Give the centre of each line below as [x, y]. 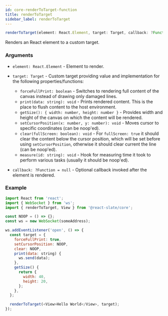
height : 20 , [36, 281]
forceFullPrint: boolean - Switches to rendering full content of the [89, 91]
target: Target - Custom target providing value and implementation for [86, 76]
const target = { [28, 235]
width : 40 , [34, 276]
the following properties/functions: [48, 81]
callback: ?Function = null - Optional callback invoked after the [80, 169]
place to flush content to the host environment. [68, 107]
